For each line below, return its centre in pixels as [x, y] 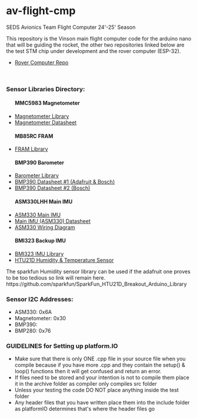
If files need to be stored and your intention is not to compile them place [102, 377]
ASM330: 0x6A [33, 312]
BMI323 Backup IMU [40, 241]
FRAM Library [31, 149]
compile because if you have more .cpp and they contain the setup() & [100, 365]
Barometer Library [36, 175]
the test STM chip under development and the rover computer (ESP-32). [94, 51]
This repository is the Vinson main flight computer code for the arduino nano [99, 38]
